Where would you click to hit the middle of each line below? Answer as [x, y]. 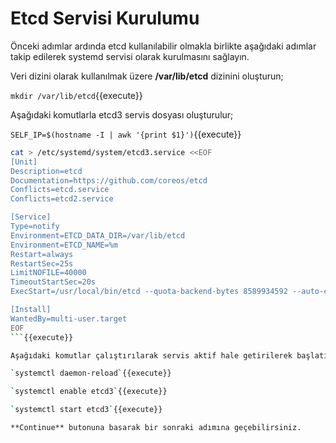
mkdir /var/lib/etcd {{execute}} [76, 95]
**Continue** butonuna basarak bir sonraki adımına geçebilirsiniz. [156, 428]
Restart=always [42, 254]
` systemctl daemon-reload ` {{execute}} [91, 373]
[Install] [31, 310]
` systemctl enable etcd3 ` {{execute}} [89, 392]
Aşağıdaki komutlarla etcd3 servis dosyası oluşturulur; [122, 114]
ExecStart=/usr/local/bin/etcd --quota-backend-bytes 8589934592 [149, 292]
